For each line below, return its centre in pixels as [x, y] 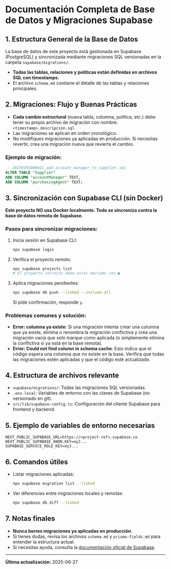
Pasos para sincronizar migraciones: [51, 229]
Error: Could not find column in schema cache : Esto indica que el [82, 348]
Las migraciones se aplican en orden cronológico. [65, 133]
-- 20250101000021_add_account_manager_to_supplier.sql [66, 168]
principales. [25, 88]
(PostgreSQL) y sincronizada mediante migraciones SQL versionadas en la [83, 57]
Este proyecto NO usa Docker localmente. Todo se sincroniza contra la [81, 210]
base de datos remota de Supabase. [44, 216]
